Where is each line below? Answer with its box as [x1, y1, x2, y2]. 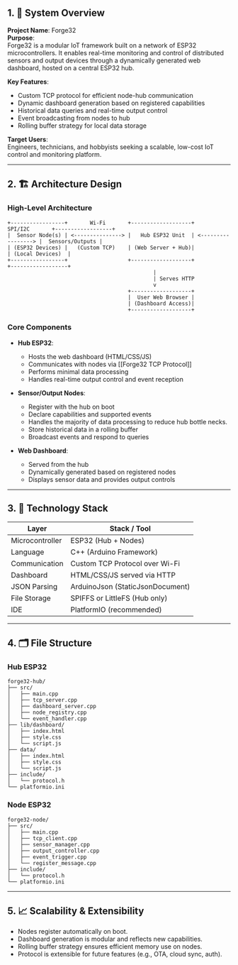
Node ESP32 [7, 800, 52, 810]
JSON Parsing [11, 581, 58, 591]
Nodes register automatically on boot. [17, 927, 128, 936]
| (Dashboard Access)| [127, 299, 195, 307]
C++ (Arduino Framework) [70, 547, 158, 557]
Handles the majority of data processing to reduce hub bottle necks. [28, 417, 228, 426]
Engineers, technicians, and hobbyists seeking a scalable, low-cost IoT [7, 143, 214, 151]
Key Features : [7, 77, 50, 86]
